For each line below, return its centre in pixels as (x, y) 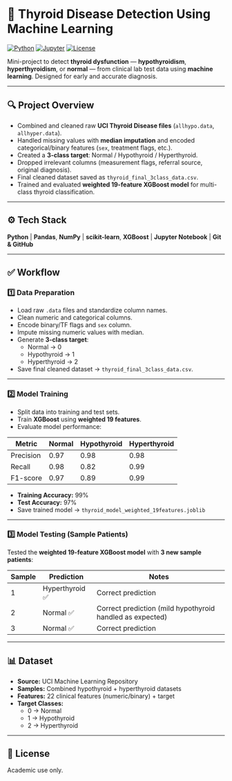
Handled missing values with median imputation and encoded (106, 140)
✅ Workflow (33, 272)
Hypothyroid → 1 (51, 354)
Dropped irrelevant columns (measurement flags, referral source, (110, 162)
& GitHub (20, 244)
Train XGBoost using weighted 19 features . (79, 419)
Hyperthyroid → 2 (52, 362)
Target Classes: (40, 703)
